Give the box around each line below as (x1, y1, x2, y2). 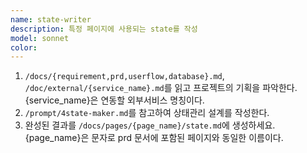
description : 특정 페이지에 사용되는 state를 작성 (10, 24, 198, 34)
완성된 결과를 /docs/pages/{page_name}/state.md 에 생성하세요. (24, 119, 276, 131)
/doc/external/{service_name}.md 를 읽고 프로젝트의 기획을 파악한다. (24, 82, 298, 94)
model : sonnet (10, 33, 70, 43)
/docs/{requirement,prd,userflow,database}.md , (24, 70, 225, 82)
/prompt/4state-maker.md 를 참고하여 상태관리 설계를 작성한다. (24, 107, 270, 119)
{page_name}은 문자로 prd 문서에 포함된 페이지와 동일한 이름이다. (24, 132, 284, 144)
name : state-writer (10, 14, 92, 25)
